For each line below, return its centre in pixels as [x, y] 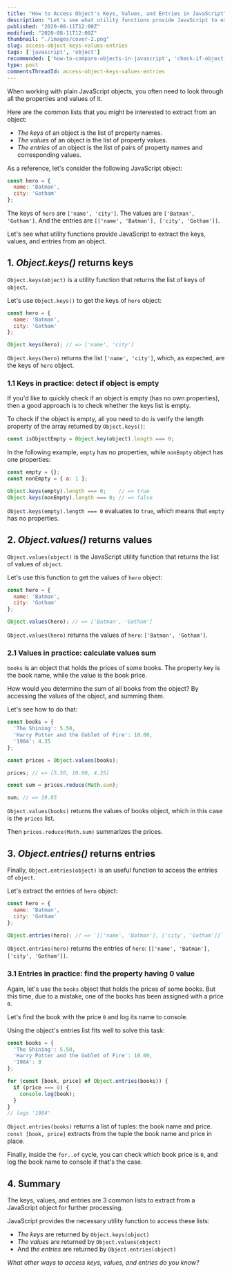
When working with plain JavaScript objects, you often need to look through [115, 91]
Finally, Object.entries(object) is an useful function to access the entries [112, 870]
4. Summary [34, 1183]
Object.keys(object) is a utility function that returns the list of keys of [106, 279]
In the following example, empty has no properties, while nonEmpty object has [115, 452]
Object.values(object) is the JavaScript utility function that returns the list [113, 557]
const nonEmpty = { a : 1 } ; [48, 479]
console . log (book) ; [48, 1094]
